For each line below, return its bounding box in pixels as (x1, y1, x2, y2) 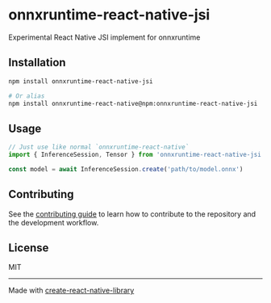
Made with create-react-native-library (8, 285, 135, 296)
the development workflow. (8, 217, 99, 227)
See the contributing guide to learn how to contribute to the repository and (8, 208, 256, 219)
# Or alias (8, 91, 45, 100)
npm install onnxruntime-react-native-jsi (8, 77, 153, 86)
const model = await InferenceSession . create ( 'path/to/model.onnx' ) (8, 165, 244, 173)
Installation (8, 56, 66, 69)
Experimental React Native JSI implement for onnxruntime (8, 32, 201, 42)
